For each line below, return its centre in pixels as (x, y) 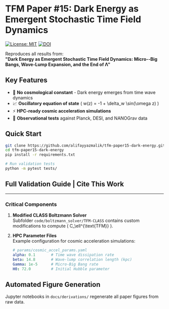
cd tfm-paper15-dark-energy (35, 150)
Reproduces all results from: (34, 54)
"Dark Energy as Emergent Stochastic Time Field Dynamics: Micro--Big (81, 59)
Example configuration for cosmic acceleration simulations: (74, 241)
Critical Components (31, 204)
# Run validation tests (30, 164)
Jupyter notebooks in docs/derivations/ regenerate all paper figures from (82, 296)
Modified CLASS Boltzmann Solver (50, 215)
